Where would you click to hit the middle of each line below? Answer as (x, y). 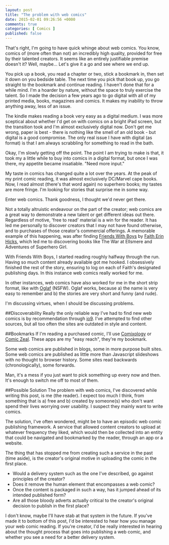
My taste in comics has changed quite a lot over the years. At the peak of (81, 173)
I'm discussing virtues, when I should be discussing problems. (70, 303)
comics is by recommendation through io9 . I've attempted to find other (79, 318)
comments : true (21, 24)
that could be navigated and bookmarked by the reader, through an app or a (84, 438)
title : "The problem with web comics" (46, 15)
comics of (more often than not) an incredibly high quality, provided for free (84, 53)
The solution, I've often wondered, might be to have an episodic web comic (83, 422)
